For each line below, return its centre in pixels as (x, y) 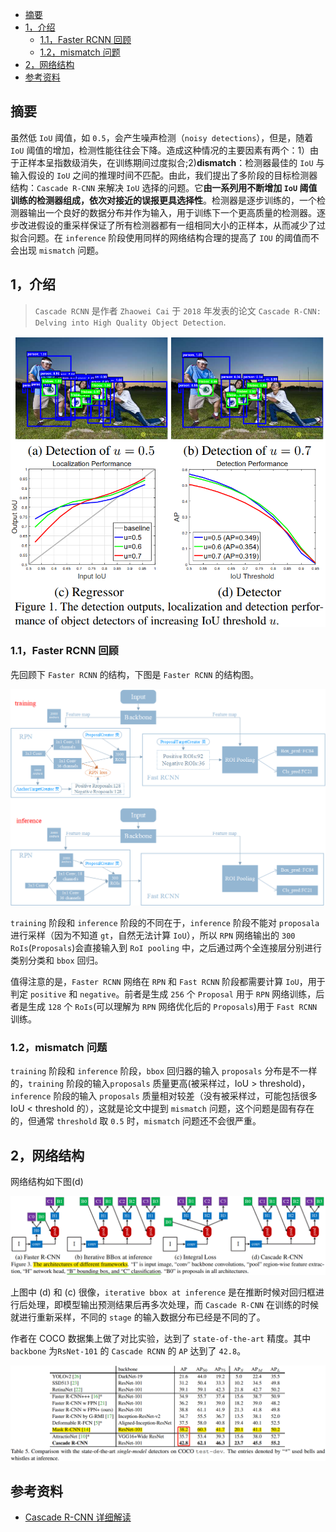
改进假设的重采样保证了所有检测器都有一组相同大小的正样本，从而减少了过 (172, 225)
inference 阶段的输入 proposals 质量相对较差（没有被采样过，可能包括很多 (164, 1096)
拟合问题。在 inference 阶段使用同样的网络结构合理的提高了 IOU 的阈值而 (160, 237)
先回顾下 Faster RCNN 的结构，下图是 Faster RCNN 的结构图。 (135, 674)
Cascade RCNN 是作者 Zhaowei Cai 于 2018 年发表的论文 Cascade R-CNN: (178, 310)
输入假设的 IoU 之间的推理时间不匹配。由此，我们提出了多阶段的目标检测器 (164, 175)
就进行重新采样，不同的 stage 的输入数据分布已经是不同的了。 (138, 1317)
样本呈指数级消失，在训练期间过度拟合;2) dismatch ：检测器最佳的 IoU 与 (176, 162)
